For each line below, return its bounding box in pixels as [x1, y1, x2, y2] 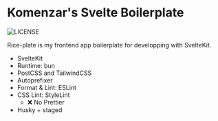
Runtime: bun [17, 61, 55, 69]
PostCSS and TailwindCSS [17, 69, 92, 77]
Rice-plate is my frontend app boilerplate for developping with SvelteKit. [7, 41, 212, 49]
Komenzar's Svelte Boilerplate [7, 5, 184, 21]
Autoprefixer [17, 76, 53, 84]
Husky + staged [17, 105, 63, 114]
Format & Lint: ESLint [17, 83, 77, 91]
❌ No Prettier [27, 98, 65, 106]
